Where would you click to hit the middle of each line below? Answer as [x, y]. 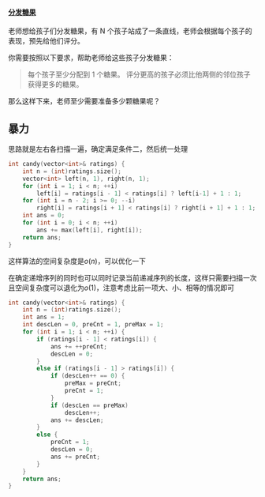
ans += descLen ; [77, 420]
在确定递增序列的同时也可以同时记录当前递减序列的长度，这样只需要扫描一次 [132, 277]
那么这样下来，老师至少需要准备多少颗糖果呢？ [84, 101]
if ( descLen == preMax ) [89, 405]
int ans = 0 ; [44, 216]
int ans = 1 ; [44, 317]
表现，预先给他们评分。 [46, 41]
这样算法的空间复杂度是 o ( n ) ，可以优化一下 [77, 261]
